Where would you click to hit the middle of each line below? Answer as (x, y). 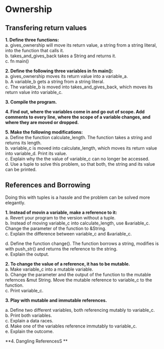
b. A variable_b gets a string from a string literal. (55, 82)
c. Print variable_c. (24, 290)
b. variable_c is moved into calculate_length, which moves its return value (81, 148)
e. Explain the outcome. (30, 331)
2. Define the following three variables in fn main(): (59, 71)
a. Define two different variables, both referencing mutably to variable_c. (80, 310)
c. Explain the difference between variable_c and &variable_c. (68, 234)
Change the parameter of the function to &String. (56, 228)
